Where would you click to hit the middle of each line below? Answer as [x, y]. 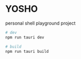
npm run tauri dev [25, 37]
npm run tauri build [27, 51]
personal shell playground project [40, 23]
